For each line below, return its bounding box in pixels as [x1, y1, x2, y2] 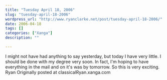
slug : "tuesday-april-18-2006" [5, 12, 71, 17]
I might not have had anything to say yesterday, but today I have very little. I [5, 53, 161, 59]
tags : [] [5, 26, 24, 31]
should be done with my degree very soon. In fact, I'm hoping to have [5, 58, 149, 64]
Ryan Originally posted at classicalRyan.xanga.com [5, 69, 111, 75]
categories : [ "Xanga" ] [5, 30, 53, 35]
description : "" [5, 35, 39, 40]
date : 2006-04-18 [5, 21, 42, 26]
